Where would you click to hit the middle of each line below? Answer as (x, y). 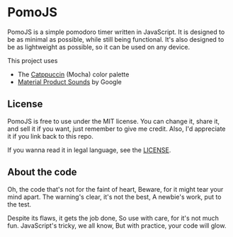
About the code (42, 172)
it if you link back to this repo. (51, 136)
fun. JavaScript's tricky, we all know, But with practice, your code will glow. (117, 225)
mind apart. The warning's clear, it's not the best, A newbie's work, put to (114, 197)
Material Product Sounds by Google (69, 81)
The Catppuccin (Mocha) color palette (73, 74)
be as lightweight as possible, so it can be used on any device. (98, 47)
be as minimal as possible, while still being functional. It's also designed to (116, 39)
